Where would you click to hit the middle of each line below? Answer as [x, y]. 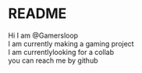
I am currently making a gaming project [71, 43]
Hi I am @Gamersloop [43, 35]
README [37, 14]
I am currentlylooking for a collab [61, 52]
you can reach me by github [53, 60]
